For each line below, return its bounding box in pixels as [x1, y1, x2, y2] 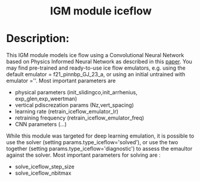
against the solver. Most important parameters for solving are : [6, 151, 161, 159]
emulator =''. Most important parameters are [6, 77, 116, 85]
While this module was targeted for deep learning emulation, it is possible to [6, 132, 195, 139]
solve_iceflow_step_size [14, 163, 75, 171]
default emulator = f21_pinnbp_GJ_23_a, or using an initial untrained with [6, 71, 186, 78]
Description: [6, 32, 70, 46]
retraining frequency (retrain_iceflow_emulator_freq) [14, 114, 144, 121]
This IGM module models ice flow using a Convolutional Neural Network [6, 52, 184, 59]
